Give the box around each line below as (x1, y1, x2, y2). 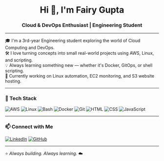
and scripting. (5, 57, 33, 63)
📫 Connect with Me (5, 123, 53, 130)
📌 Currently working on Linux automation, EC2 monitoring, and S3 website (5, 73, 155, 79)
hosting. (5, 78, 21, 84)
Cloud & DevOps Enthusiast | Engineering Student (21, 22, 143, 29)
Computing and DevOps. (5, 45, 55, 51)
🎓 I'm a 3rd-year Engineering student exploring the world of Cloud (5, 38, 141, 43)
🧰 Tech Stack (5, 95, 37, 102)
